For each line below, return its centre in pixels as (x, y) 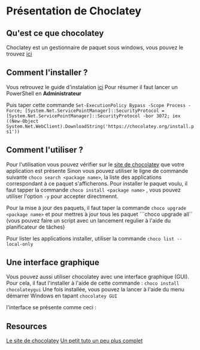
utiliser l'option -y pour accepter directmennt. (62, 196)
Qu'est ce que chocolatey (55, 33)
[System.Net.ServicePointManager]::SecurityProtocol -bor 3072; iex (93, 116)
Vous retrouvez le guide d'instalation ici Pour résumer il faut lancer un (92, 87)
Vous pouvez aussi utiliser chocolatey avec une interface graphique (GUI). (98, 277)
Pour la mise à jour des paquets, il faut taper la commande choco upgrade (96, 208)
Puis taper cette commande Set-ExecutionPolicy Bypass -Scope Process (96, 105)
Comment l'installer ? (47, 73)
